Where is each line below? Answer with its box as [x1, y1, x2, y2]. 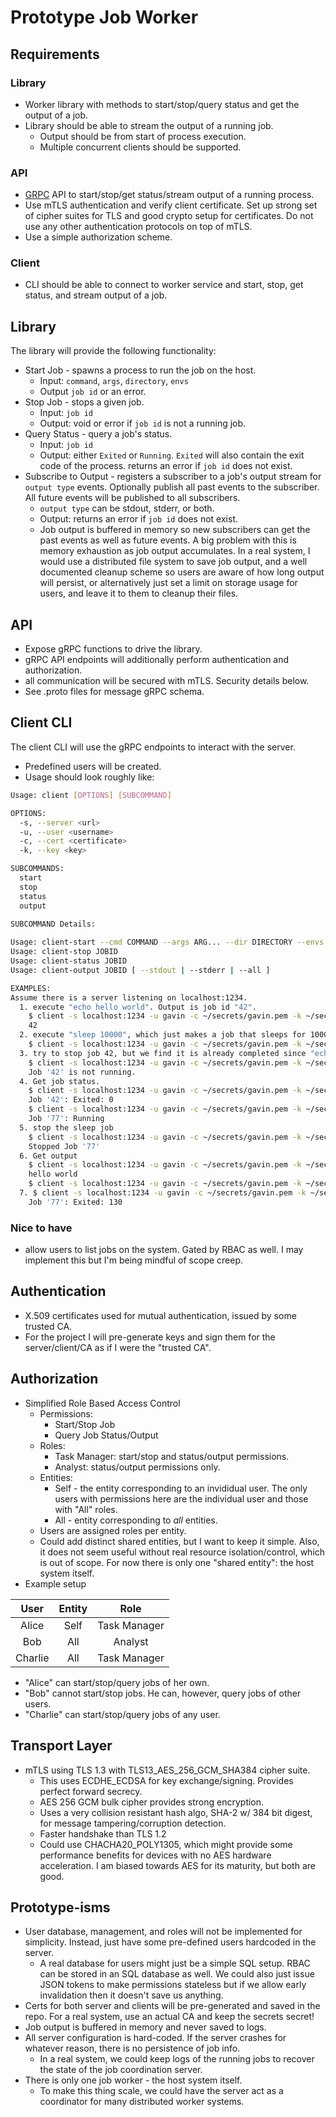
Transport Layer [10, 1737, 113, 1755]
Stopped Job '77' [28, 1141, 101, 1151]
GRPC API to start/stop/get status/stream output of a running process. [24, 189, 315, 201]
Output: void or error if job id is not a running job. [39, 417, 247, 430]
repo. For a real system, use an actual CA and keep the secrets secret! [24, 2011, 315, 2023]
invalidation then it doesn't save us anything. [39, 1989, 224, 2001]
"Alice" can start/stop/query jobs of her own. [24, 1676, 210, 1688]
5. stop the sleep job [19, 1122, 114, 1133]
